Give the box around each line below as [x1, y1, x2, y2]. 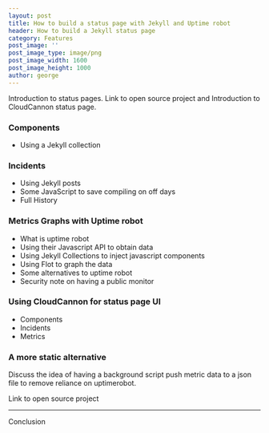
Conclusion [8, 417, 46, 427]
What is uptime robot [19, 233, 90, 243]
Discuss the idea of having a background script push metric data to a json [8, 370, 252, 379]
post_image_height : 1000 [8, 64, 91, 72]
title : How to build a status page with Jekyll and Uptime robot [8, 19, 231, 27]
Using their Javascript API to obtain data [19, 242, 154, 252]
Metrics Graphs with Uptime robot [8, 216, 143, 227]
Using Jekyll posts [19, 178, 82, 188]
